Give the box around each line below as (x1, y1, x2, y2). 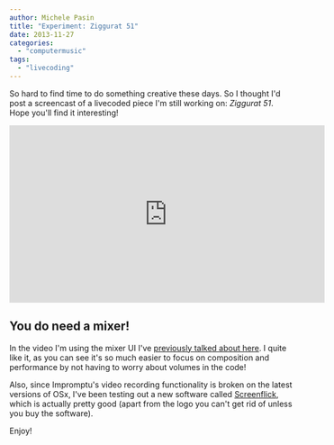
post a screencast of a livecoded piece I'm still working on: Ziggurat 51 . (9, 97, 275, 108)
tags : (9, 55, 30, 64)
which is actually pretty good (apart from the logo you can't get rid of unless (9, 398, 293, 409)
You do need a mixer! (9, 319, 131, 334)
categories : (9, 38, 54, 48)
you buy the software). (9, 407, 94, 419)
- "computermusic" (17, 47, 87, 56)
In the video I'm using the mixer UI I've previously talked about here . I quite (9, 342, 287, 353)
